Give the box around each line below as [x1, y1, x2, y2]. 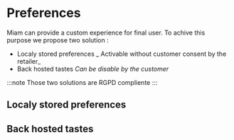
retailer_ [16, 57, 41, 65]
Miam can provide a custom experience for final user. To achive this [6, 28, 206, 37]
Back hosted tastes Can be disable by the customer [16, 64, 169, 73]
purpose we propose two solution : [6, 35, 109, 44]
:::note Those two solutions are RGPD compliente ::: [6, 78, 158, 86]
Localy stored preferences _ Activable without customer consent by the [16, 49, 227, 58]
